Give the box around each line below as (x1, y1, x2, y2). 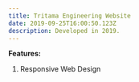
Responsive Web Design (19, 64, 101, 74)
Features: (8, 49, 42, 59)
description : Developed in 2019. (8, 27, 121, 35)
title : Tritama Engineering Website (8, 11, 131, 20)
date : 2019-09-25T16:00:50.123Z (8, 19, 117, 27)
